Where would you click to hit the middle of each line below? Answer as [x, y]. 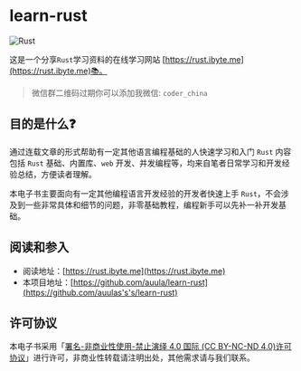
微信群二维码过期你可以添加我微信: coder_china [119, 92]
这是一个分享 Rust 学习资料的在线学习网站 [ [87, 59]
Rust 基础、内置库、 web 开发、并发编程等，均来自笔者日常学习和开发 [154, 163]
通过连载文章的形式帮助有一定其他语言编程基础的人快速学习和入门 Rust [141, 151]
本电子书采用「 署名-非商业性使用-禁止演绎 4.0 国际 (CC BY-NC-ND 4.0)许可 [150, 347]
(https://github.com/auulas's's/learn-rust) [100, 292]
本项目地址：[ [48, 282]
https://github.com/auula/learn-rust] [140, 282]
